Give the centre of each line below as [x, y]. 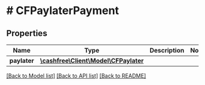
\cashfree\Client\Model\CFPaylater [92, 61]
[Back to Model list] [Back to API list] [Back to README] [76, 76]
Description [167, 50]
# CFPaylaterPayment [63, 11]
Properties [27, 33]
